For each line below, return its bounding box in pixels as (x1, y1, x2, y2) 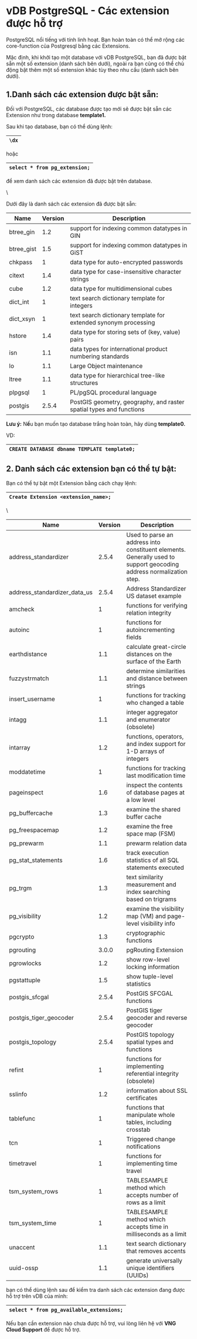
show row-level (125, 955, 170, 963)
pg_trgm (9, 884, 32, 892)
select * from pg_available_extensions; (9, 1306, 123, 1313)
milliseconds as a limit (125, 1229, 186, 1238)
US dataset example (125, 592, 182, 600)
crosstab (125, 1125, 151, 1133)
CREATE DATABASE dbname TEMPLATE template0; (9, 446, 135, 452)
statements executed (125, 863, 185, 871)
